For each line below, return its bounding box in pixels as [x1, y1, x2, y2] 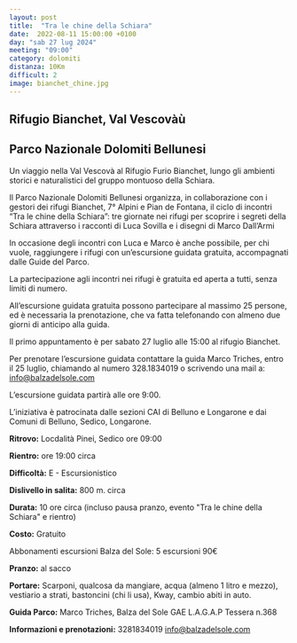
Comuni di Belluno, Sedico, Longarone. [9, 416, 152, 427]
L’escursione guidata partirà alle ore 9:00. [9, 389, 161, 400]
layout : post [9, 12, 58, 22]
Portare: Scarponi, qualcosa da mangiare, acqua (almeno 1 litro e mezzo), [9, 580, 278, 591]
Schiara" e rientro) [9, 511, 77, 521]
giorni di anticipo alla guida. [9, 318, 110, 329]
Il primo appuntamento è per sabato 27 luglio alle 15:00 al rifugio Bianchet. [9, 336, 281, 347]
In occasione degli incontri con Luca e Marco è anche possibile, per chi [9, 237, 270, 248]
